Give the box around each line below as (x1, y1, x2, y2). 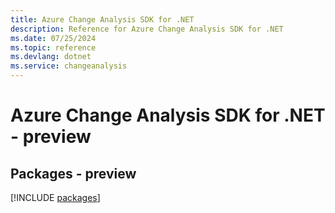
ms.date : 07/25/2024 (10, 33, 97, 43)
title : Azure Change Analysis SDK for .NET (10, 14, 195, 25)
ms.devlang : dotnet (10, 52, 92, 62)
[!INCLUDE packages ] (10, 192, 101, 203)
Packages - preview (10, 165, 137, 182)
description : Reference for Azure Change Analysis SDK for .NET (10, 24, 284, 34)
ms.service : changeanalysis (10, 61, 128, 71)
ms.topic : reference (10, 42, 97, 53)
